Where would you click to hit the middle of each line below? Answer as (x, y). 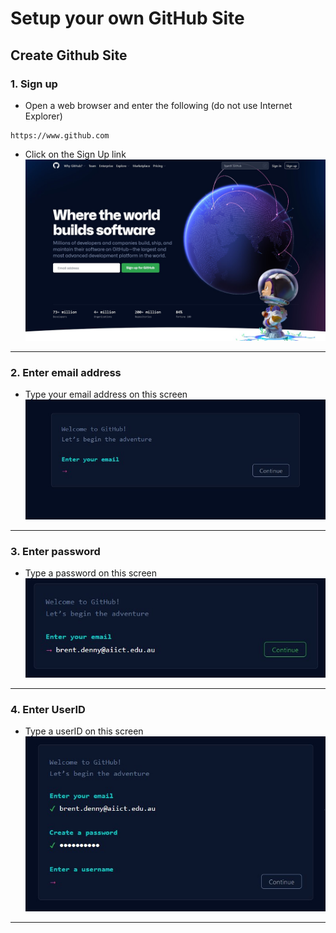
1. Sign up (34, 84)
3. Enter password (55, 552)
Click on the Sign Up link (75, 154)
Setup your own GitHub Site (127, 18)
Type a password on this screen (90, 573)
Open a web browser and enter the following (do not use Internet (158, 105)
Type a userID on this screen (84, 731)
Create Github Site (69, 55)
